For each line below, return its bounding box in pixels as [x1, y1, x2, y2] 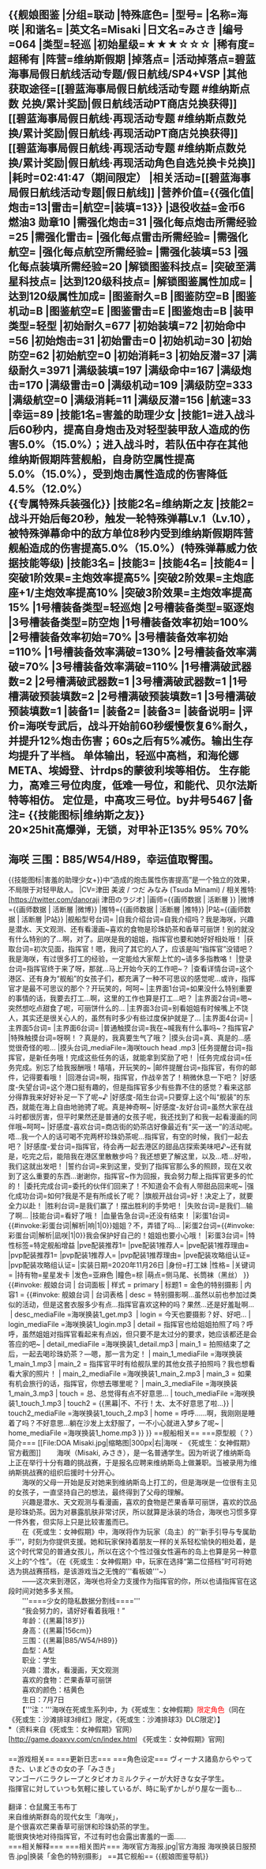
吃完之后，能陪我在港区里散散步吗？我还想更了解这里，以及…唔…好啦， [21, 1151, 256, 1161]
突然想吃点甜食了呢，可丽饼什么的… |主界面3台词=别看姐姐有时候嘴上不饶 [8, 1004, 249, 1013]
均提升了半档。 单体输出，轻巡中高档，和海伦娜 [8, 749, 239, 763]
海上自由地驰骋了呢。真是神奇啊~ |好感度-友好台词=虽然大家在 [42, 1102, 246, 1112]
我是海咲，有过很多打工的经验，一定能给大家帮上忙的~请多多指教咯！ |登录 [8, 954, 253, 963]
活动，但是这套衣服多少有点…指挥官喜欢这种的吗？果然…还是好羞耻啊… [21, 1300, 255, 1309]
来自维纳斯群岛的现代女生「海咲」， [8, 1812, 122, 1822]
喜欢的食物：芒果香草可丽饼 [21, 1675, 112, 1685]
